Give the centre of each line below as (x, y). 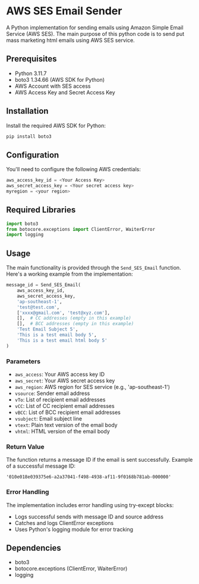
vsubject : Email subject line (48, 418)
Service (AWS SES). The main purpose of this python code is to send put (95, 33)
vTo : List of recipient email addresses (60, 399)
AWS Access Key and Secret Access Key (65, 92)
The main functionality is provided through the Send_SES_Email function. (94, 268)
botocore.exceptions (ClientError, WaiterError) (71, 568)
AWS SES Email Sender (64, 11)
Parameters (23, 361)
